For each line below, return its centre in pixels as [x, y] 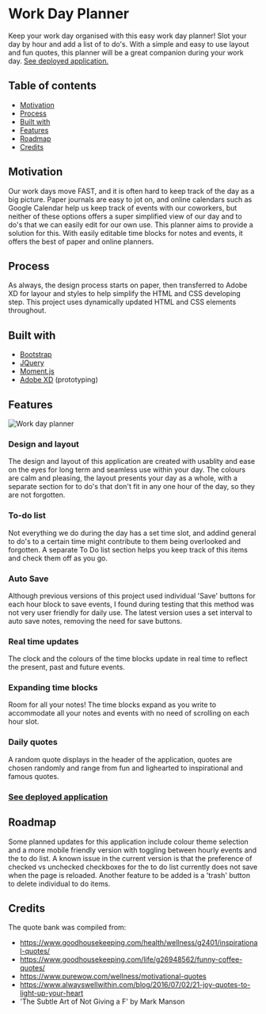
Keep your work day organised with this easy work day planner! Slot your [127, 36]
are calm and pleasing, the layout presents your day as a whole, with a [123, 478]
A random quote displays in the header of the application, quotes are [120, 759]
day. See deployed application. [59, 61]
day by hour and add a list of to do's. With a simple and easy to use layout [129, 44]
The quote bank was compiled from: [67, 928]
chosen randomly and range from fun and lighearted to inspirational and [126, 768]
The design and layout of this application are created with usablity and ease [132, 461]
